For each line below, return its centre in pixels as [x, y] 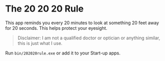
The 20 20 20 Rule [45, 9]
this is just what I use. [40, 43]
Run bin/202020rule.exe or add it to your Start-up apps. [63, 53]
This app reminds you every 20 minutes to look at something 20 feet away [82, 23]
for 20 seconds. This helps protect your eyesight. [56, 28]
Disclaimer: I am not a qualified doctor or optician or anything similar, [89, 38]
